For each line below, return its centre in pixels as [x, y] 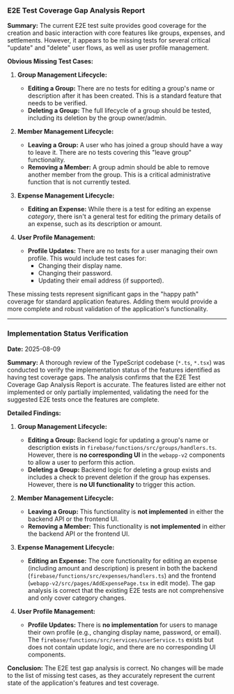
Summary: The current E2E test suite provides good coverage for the [107, 26]
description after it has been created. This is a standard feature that [124, 96]
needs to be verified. [57, 103]
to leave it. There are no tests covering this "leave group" [110, 153]
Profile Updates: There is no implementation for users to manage [123, 625]
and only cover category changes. [77, 598]
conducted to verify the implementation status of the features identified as [114, 370]
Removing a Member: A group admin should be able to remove [118, 167]
